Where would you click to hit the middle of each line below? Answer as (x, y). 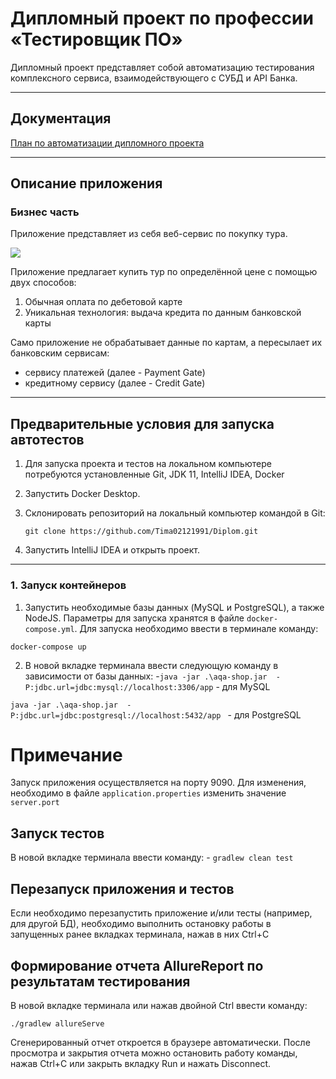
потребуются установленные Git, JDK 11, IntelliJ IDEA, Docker (154, 474)
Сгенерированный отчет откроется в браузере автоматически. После (160, 1042)
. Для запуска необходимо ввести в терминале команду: (196, 628)
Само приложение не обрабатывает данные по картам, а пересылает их (166, 343)
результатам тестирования (100, 981)
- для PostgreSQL (264, 714)
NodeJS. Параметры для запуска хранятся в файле (134, 618)
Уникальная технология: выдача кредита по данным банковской (163, 313)
